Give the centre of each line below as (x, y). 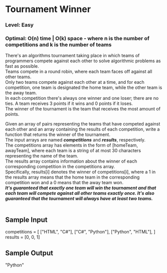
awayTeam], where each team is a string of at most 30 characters (73, 151)
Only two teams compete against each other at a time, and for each (75, 82)
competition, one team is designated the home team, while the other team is (84, 88)
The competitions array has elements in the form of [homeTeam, (71, 145)
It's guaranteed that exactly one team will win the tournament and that (81, 188)
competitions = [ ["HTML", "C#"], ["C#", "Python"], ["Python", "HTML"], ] (80, 232)
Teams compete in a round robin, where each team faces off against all (79, 72)
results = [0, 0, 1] (23, 237)
